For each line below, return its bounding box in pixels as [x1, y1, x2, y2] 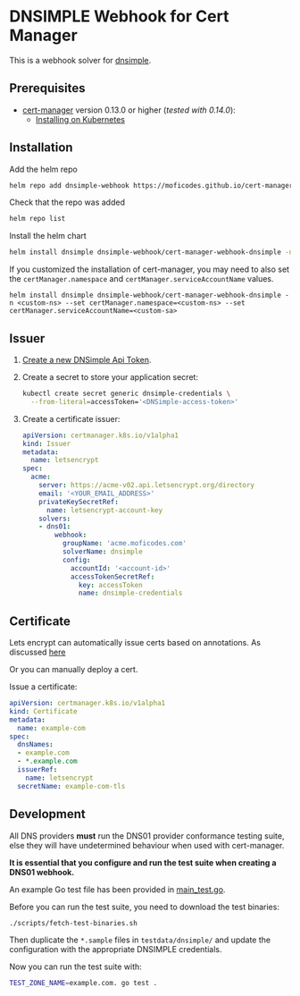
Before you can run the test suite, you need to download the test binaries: [9, 901, 279, 912]
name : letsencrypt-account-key [46, 505, 163, 515]
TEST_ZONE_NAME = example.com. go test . [9, 979, 158, 988]
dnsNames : [17, 740, 54, 749]
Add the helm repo [9, 164, 78, 174]
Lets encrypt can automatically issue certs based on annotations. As [9, 637, 262, 648]
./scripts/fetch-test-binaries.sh [9, 918, 138, 927]
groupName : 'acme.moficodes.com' [62, 539, 187, 548]
